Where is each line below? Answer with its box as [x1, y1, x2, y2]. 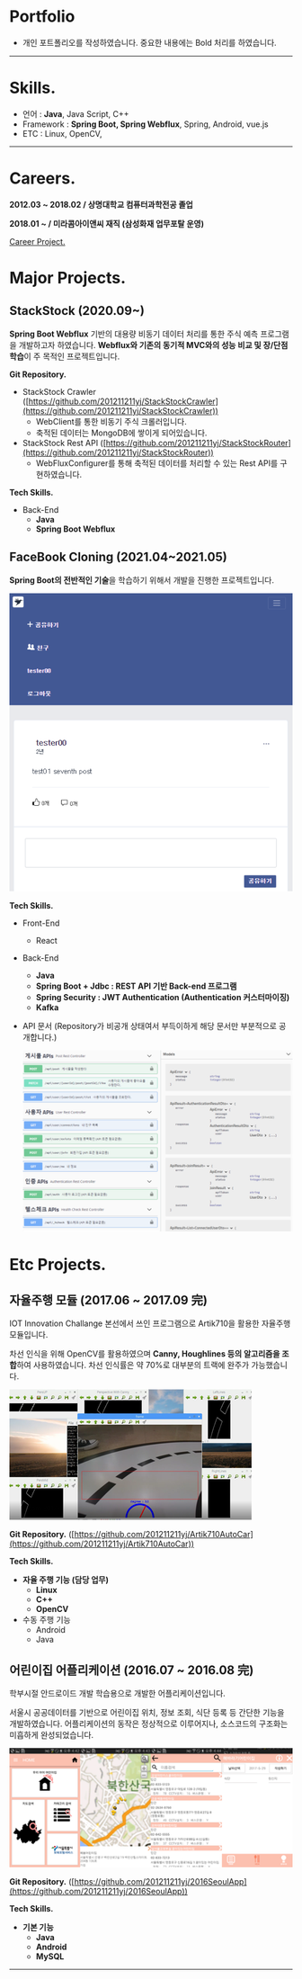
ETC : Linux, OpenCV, [22, 128, 102, 139]
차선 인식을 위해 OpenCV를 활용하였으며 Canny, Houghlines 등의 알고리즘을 [9, 1348, 280, 1359]
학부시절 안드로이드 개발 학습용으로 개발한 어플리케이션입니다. [9, 1688, 226, 1698]
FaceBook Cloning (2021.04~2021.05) [9, 550, 227, 565]
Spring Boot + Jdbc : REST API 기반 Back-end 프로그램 [35, 981, 237, 991]
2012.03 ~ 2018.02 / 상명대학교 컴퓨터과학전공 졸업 [9, 199, 193, 210]
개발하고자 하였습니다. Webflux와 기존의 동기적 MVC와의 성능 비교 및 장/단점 [18, 339, 289, 350]
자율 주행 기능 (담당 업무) [22, 1574, 110, 1585]
